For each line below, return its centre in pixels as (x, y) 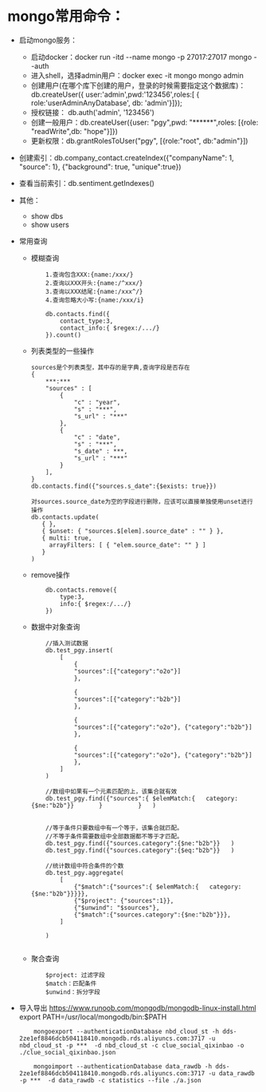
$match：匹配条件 (71, 983)
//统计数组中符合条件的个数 (85, 866)
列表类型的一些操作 (63, 350)
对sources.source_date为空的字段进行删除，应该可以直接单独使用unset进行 (142, 501)
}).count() (63, 335)
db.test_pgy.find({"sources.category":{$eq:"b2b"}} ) (140, 850)
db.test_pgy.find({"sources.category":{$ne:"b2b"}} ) (140, 843)
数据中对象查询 (55, 627)
